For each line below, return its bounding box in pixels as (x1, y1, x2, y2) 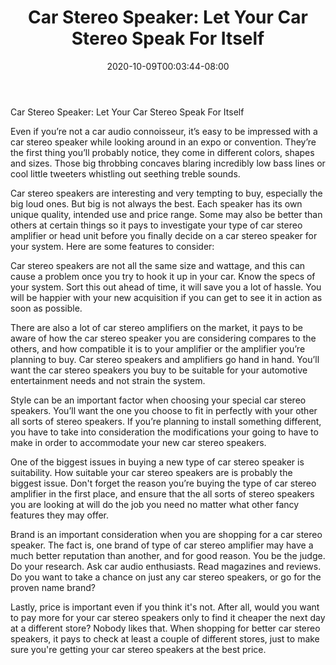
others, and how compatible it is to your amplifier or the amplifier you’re (10, 342, 306, 355)
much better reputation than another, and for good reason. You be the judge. (10, 549, 326, 561)
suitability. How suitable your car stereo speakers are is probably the (10, 466, 293, 478)
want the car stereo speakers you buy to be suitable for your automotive (10, 364, 308, 376)
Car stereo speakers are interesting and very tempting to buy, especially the (10, 187, 323, 199)
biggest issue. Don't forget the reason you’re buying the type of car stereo (10, 477, 317, 489)
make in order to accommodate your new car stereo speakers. (10, 436, 267, 448)
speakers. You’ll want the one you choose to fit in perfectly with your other (10, 404, 318, 416)
